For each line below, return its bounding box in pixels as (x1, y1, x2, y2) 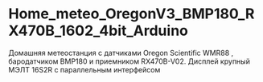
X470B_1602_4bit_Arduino (8, 21, 189, 40)
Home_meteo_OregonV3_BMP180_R (8, 5, 255, 23)
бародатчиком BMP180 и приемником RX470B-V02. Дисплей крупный (8, 57, 251, 66)
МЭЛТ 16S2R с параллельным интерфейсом (8, 64, 161, 74)
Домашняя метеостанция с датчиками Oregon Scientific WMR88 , (8, 48, 234, 57)
